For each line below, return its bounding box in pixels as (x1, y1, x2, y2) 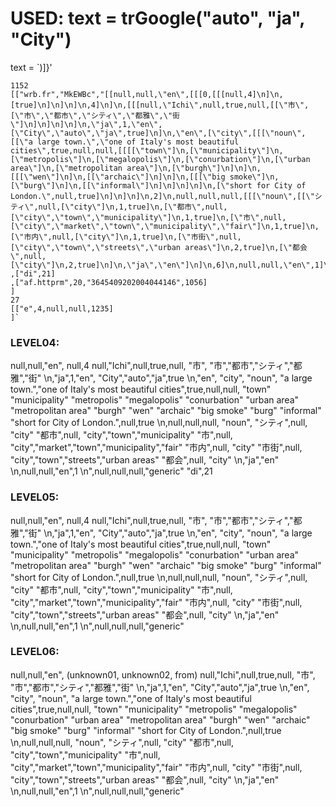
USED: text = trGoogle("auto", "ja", (10, 7, 305, 30)
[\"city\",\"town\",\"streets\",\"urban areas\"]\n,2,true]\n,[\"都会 (10, 242, 308, 252)
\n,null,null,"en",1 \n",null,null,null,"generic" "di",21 (10, 465, 213, 477)
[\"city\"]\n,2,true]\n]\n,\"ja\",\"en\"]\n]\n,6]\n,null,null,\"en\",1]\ (10, 260, 329, 270)
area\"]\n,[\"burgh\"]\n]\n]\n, (126, 163, 262, 173)
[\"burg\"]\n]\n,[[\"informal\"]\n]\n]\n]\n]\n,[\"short (10, 180, 253, 191)
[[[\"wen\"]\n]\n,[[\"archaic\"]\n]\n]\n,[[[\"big (10, 172, 226, 182)
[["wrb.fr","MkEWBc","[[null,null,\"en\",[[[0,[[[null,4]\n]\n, (10, 89, 284, 99)
